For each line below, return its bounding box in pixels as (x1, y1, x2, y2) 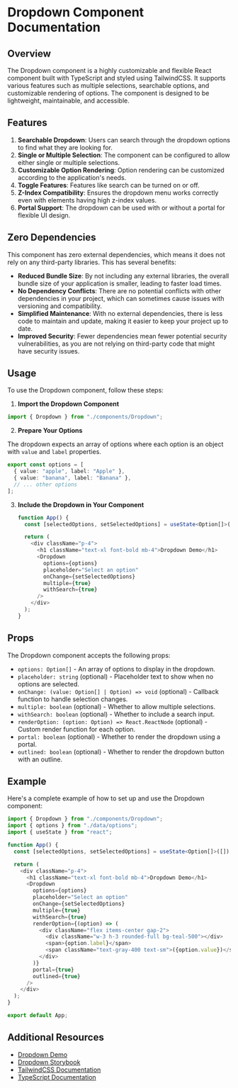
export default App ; (7, 1012, 69, 1019)
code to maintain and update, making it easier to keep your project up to (17, 317, 229, 325)
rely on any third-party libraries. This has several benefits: (7, 258, 177, 266)
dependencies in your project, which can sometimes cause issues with (17, 294, 225, 302)
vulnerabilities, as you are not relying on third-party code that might (17, 339, 215, 348)
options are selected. (17, 679, 80, 688)
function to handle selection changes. (17, 695, 128, 703)
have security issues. (17, 346, 80, 355)
